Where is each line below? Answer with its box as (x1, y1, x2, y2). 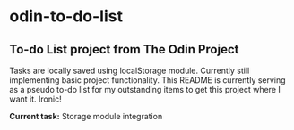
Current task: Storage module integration (9, 111, 163, 121)
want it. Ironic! (9, 93, 62, 104)
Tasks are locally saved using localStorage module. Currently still (9, 65, 250, 76)
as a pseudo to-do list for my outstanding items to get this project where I (9, 85, 281, 94)
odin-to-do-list (9, 6, 124, 27)
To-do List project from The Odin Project (9, 42, 239, 57)
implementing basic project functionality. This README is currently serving (9, 75, 286, 85)
